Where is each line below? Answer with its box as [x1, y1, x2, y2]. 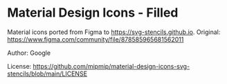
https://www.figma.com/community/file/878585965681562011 [7, 35, 184, 43]
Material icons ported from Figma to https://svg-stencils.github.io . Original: [7, 28, 221, 36]
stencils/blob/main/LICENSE [7, 69, 88, 78]
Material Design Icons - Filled [7, 5, 179, 21]
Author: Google [7, 49, 51, 57]
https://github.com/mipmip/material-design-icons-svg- [33, 62, 190, 70]
